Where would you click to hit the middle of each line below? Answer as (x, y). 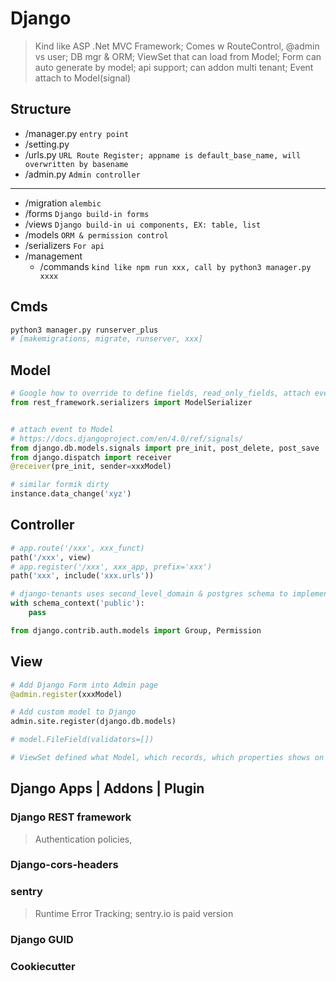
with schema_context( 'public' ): (77, 603)
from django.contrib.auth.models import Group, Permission (136, 630)
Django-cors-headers (64, 865)
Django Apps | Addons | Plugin (107, 788)
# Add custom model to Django (73, 712)
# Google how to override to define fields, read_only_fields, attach (160, 393)
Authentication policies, (83, 839)
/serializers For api (64, 245)
